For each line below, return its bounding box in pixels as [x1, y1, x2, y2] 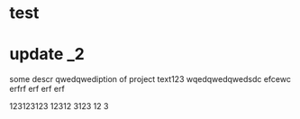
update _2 [9, 44, 86, 65]
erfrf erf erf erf [9, 84, 65, 95]
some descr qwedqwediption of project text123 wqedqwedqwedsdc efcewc [9, 74, 291, 85]
